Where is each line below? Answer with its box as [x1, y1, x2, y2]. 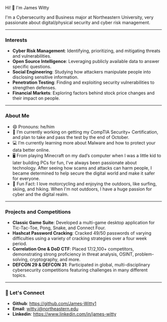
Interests [5, 36, 27, 43]
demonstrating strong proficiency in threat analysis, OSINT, [12, 251, 134, 257]
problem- [135, 251, 154, 257]
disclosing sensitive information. [12, 74, 79, 80]
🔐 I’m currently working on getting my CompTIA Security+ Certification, [12, 129, 159, 135]
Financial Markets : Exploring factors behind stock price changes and [12, 90, 155, 96]
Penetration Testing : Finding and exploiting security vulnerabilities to [12, 79, 155, 85]
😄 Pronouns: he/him [12, 124, 55, 129]
